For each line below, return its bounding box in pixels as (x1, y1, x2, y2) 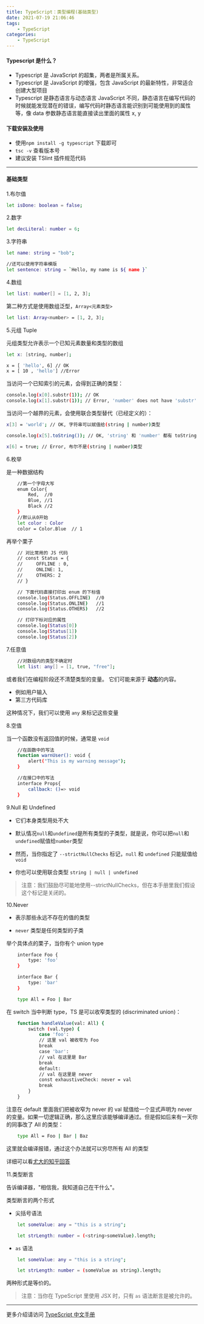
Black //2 (28, 503, 53, 509)
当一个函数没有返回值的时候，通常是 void (6, 734, 109, 742)
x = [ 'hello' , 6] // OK (6, 362, 69, 368)
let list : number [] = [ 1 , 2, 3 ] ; (6, 291, 91, 297)
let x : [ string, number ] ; (6, 351, 72, 357)
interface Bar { (17, 974, 59, 981)
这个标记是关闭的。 (21, 889, 70, 896)
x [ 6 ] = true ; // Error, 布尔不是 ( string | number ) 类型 (6, 443, 143, 449)
